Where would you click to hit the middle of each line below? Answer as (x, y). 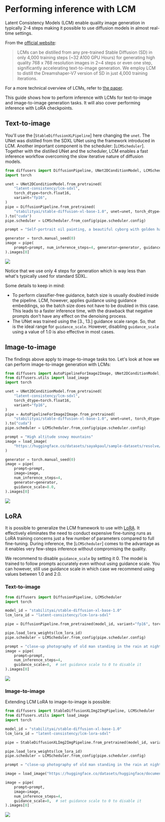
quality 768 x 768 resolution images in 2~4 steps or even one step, (85, 63)
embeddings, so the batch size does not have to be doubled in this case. (86, 305)
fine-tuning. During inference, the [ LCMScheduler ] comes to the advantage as (82, 544)
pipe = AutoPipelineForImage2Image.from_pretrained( (60, 414)
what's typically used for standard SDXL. (46, 276)
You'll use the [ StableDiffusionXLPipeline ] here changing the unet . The (78, 135)
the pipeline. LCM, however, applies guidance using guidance (74, 300)
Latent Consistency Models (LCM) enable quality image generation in (75, 23)
